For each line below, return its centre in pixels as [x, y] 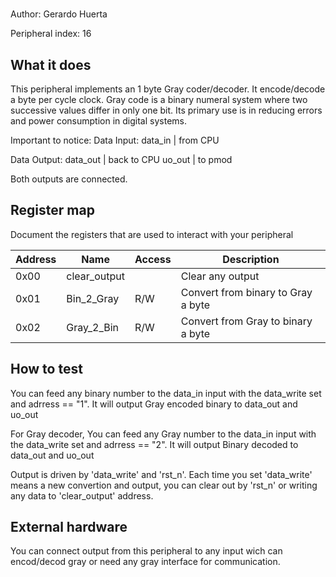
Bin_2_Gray [93, 298]
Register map [52, 210]
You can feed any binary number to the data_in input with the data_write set [166, 393]
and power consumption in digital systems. [98, 121]
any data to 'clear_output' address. [82, 495]
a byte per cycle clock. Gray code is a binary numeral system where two [159, 99]
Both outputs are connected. [69, 179]
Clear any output [220, 276]
